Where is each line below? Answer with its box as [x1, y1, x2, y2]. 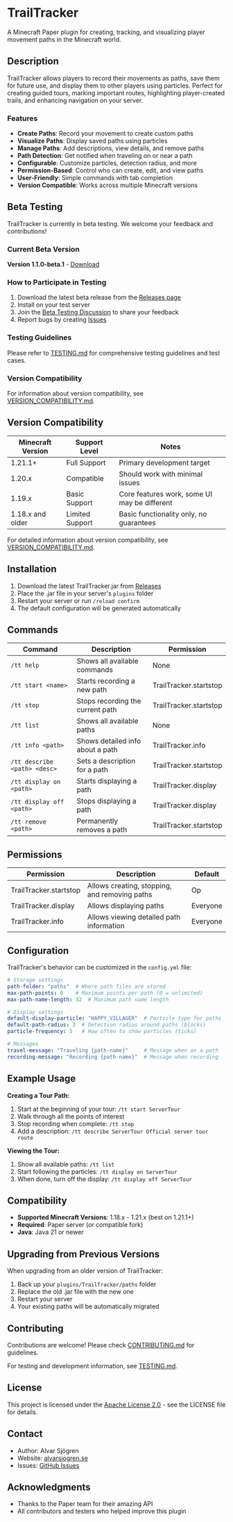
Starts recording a [76, 676, 135, 686]
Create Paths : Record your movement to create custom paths [17, 129, 194, 138]
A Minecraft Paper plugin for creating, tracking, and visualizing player [7, 28, 206, 36]
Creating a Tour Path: [7, 1091, 70, 1100]
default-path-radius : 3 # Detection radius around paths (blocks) [7, 1021, 207, 1029]
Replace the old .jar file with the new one [17, 1288, 134, 1296]
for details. [7, 1407, 38, 1416]
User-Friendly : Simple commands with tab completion [17, 174, 173, 182]
